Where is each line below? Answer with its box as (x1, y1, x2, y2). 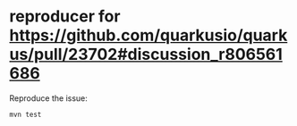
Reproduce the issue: (9, 92, 88, 104)
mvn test (9, 110, 42, 119)
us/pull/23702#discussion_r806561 (9, 45, 284, 64)
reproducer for (9, 6, 121, 27)
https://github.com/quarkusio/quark (9, 25, 288, 46)
